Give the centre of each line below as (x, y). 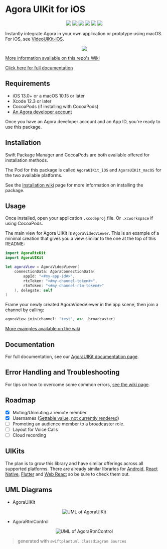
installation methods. (27, 160)
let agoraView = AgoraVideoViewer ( (42, 267)
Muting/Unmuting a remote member (49, 412)
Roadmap (21, 400)
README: (15, 244)
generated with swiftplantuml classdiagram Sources (72, 541)
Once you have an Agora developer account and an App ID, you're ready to (83, 121)
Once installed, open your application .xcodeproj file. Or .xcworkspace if (79, 218)
